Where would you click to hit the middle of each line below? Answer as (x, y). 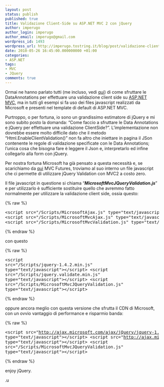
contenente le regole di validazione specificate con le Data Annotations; (77, 143)
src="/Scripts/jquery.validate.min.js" (53, 274)
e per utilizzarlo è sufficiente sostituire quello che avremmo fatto (70, 188)
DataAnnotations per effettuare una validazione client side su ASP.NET (76, 97)
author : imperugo (23, 28)
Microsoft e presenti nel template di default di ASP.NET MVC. (67, 107)
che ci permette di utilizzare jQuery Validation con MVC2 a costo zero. (76, 173)
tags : (10, 64)
